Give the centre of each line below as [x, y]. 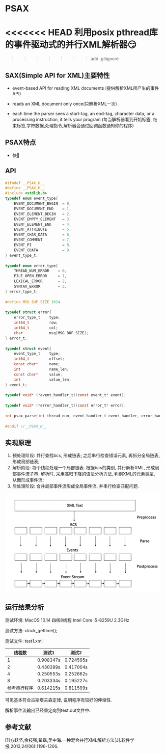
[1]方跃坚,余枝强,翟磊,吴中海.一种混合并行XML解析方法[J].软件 [68, 740]
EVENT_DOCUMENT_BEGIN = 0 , [42, 204]
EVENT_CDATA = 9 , [42, 250]
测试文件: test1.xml [24, 641]
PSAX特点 [21, 143]
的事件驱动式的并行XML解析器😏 [71, 45]
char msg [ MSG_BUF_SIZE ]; [52, 333]
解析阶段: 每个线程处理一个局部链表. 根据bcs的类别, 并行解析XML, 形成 [83, 468]
